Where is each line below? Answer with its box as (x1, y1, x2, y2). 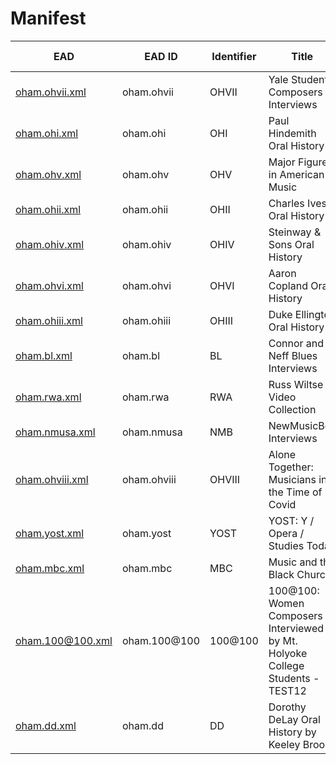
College (268, 658, 305, 672)
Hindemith (268, 126, 317, 140)
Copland (268, 278, 308, 292)
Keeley (268, 737, 301, 751)
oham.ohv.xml (15, 167, 82, 181)
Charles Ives (268, 196, 327, 210)
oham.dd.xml (15, 718, 77, 732)
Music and (268, 555, 318, 569)
